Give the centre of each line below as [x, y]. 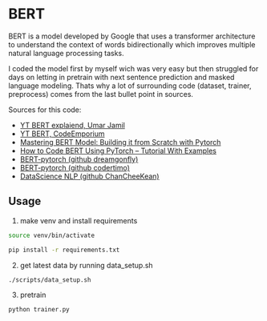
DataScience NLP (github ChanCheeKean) [89, 176]
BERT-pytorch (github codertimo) [75, 167]
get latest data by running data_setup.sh [87, 265]
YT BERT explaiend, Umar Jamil [73, 125]
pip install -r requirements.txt [64, 250]
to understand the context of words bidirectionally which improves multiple [132, 44]
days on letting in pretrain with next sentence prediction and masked [121, 77]
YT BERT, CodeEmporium [63, 134]
